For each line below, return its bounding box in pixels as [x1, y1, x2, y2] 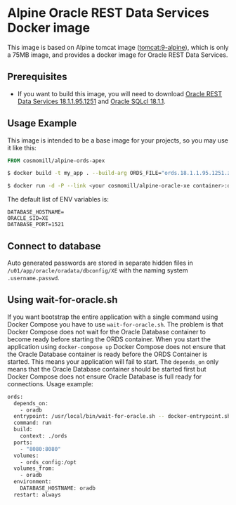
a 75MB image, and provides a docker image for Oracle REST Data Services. [7, 51, 228, 59]
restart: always [13, 491, 61, 498]
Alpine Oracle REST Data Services [7, 5, 209, 21]
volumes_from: [13, 465, 55, 472]
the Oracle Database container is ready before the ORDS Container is [7, 350, 208, 358]
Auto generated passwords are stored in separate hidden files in [7, 258, 193, 267]
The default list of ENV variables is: [7, 195, 109, 204]
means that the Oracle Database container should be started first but [7, 365, 206, 373]
